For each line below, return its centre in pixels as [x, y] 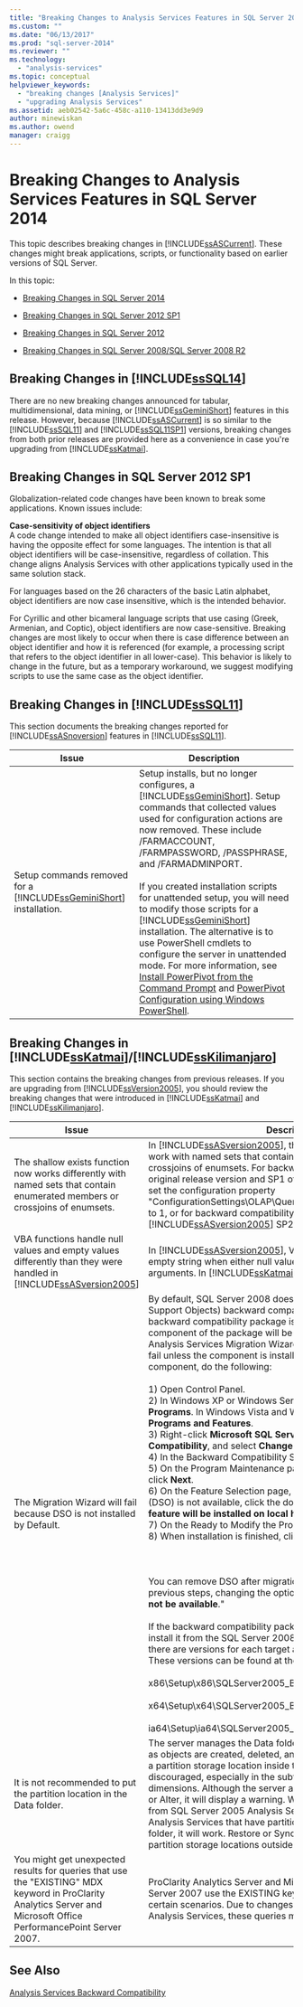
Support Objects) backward [207, 1310]
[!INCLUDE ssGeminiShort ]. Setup [210, 796]
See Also [35, 1970]
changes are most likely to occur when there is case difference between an [149, 637]
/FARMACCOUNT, [177, 842]
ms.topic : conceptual [50, 77]
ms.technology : [38, 60]
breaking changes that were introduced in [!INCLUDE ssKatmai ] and [134, 1098]
